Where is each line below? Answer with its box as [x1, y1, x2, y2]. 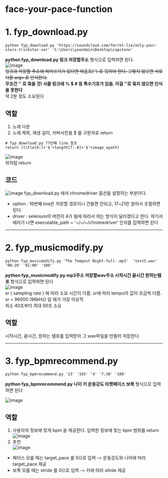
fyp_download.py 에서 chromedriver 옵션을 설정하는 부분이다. [24, 190, 147, 196]
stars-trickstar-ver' [5, 47, 50, 52]
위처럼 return [5, 159, 31, 165]
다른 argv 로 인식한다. [5, 74, 48, 80]
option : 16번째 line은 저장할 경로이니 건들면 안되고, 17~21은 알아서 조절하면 [12, 200, 161, 206]
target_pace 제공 [12, 461, 46, 467]
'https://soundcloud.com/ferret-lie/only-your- [56, 43, 157, 48]
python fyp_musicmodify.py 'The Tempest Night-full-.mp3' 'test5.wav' [5, 258, 157, 263]
